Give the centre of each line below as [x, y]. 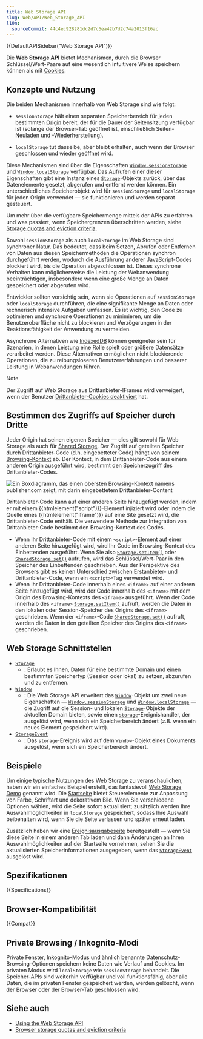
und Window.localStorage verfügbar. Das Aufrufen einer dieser [84, 172]
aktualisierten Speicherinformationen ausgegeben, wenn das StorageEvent [99, 850]
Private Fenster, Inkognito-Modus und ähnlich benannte [76, 957]
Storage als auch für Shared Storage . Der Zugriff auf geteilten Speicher [95, 446]
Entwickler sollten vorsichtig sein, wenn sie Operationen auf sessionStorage [101, 297]
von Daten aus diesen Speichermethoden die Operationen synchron [91, 253]
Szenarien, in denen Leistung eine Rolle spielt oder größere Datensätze [95, 347]
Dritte [17, 425]
